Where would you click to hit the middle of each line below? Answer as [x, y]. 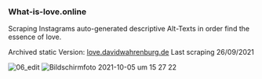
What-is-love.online [47, 12]
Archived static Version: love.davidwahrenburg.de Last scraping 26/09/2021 [131, 52]
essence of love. [35, 37]
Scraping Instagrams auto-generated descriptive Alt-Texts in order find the [129, 29]
